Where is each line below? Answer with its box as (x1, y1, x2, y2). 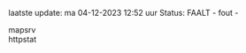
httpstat (8, 34, 37, 44)
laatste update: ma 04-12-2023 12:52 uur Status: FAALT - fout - (8, 8, 239, 18)
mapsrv (8, 25, 36, 34)
